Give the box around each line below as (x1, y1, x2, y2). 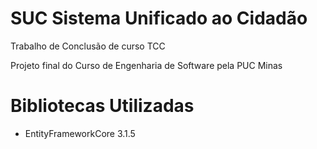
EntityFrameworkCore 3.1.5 (24, 127, 136, 139)
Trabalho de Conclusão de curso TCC (10, 40, 166, 52)
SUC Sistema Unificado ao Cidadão (10, 7, 308, 30)
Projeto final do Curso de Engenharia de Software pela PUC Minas (10, 59, 283, 71)
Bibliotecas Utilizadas (10, 95, 195, 117)
